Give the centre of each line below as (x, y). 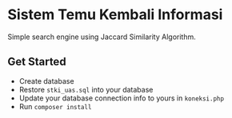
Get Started (37, 62)
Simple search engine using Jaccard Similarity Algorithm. (102, 37)
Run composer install (55, 106)
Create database (46, 81)
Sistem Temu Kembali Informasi (115, 15)
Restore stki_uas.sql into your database (86, 89)
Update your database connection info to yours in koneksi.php (122, 98)
